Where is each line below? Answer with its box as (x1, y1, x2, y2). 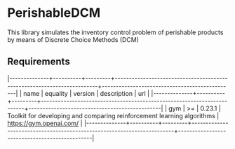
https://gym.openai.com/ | (7, 119, 83, 127)
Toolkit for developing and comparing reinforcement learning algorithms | (7, 111, 220, 120)
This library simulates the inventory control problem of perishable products (7, 28, 224, 36)
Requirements (7, 56, 70, 68)
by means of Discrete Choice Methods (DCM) (7, 35, 139, 43)
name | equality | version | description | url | (23, 89, 149, 97)
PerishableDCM (7, 5, 101, 21)
